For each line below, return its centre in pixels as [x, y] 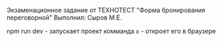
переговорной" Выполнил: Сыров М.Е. [64, 17]
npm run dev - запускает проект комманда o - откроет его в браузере [111, 31]
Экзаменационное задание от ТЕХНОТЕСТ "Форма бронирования [106, 10]
